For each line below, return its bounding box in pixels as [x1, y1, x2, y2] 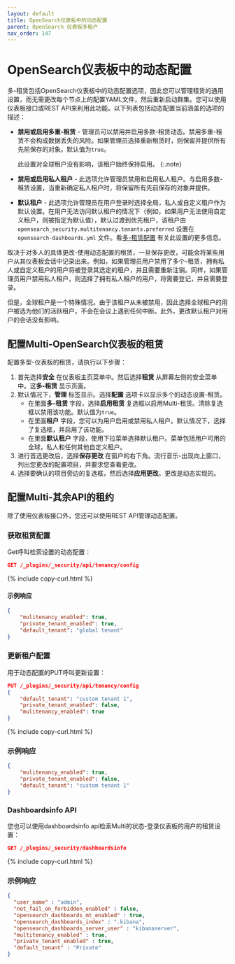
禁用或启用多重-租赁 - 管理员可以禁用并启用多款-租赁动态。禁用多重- [17, 127, 217, 136]
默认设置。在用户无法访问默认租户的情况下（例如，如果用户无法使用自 [17, 207, 220, 215]
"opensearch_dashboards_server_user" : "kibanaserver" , [13, 925, 180, 932]
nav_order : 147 [7, 29, 52, 37]
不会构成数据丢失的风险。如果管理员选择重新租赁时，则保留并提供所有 [23, 136, 226, 145]
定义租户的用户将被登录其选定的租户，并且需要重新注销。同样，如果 [25, 266, 222, 274]
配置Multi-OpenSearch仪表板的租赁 [7, 338, 164, 350]
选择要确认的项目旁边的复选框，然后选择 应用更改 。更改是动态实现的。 [17, 469, 220, 477]
